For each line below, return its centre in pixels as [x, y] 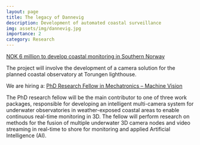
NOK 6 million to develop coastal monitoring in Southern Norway [86, 56]
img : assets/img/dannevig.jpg [44, 28]
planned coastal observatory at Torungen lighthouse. [71, 74]
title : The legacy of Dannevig [45, 17]
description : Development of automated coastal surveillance [84, 23]
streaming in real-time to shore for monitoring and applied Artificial [88, 129]
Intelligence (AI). [26, 135]
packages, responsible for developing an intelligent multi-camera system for [100, 104]
